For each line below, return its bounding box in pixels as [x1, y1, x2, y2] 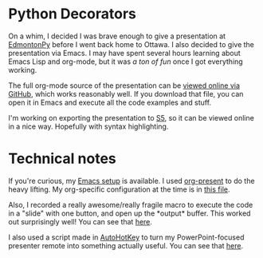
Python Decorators [8, 5, 137, 23]
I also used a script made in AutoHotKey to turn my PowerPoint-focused [8, 232, 245, 242]
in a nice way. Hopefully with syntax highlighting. [8, 121, 169, 131]
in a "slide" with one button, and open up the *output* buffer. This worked [8, 208, 251, 218]
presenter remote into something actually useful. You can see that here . [8, 240, 244, 250]
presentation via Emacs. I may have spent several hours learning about [8, 48, 241, 58]
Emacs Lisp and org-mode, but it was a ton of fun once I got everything [8, 57, 243, 66]
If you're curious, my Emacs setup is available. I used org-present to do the [8, 176, 255, 185]
